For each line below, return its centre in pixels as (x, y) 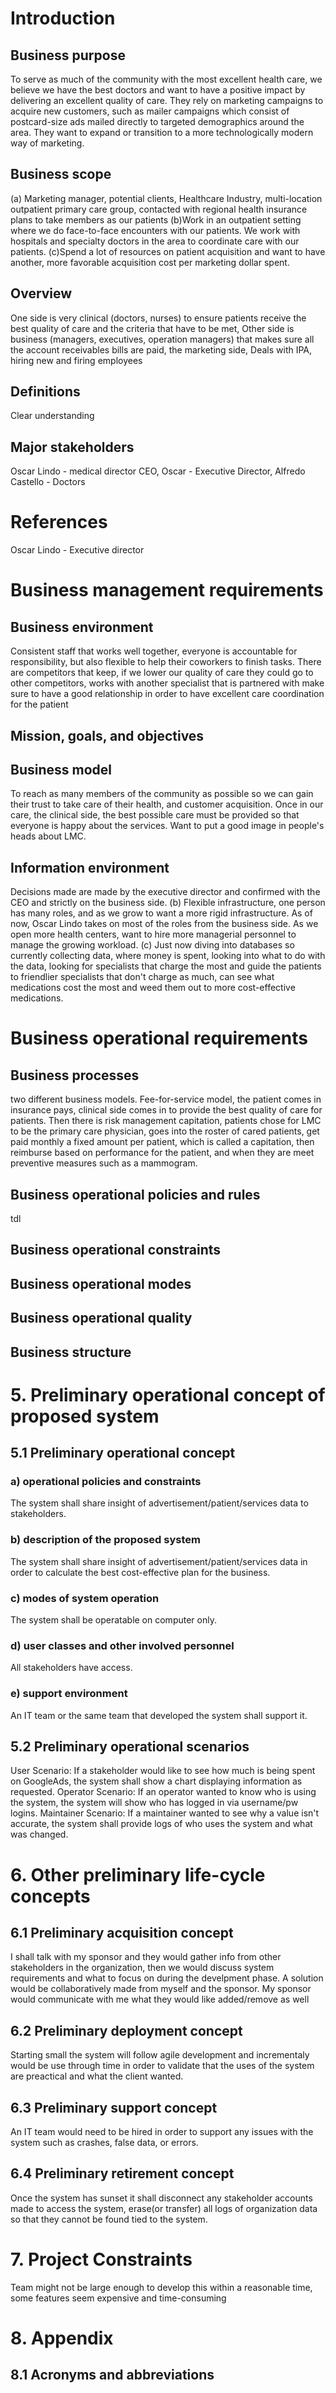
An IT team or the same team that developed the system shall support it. (159, 1715)
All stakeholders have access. (71, 1668)
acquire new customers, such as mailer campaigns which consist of (150, 111)
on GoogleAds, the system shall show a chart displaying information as (156, 1781)
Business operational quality (101, 1318)
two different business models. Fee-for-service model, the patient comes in (166, 1099)
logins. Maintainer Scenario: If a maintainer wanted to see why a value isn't (165, 1813)
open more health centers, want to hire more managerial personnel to (153, 934)
